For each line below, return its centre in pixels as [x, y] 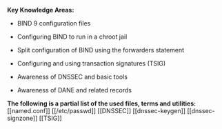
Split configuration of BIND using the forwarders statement [101, 50]
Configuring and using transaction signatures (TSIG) [91, 63]
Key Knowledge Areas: [41, 10]
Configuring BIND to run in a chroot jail [72, 37]
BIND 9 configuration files [54, 23]
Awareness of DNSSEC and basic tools [72, 77]
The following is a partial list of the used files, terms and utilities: [102, 103]
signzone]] [22, 118]
